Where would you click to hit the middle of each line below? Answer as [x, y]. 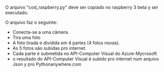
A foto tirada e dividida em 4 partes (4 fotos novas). [66, 43]
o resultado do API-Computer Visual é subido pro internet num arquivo [86, 59]
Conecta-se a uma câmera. [41, 32]
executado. [17, 13]
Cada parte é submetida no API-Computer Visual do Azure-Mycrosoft [85, 53]
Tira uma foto [26, 38]
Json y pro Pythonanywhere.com [47, 64]
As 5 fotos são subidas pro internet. [50, 48]
